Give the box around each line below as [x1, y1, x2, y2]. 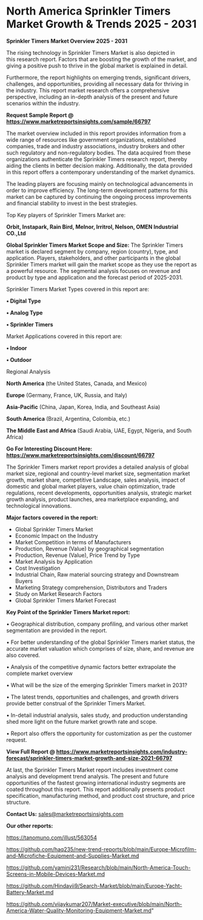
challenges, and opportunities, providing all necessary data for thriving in [6, 80, 189, 88]
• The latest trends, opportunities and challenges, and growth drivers [6, 693, 179, 700]
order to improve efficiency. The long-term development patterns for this [6, 187, 188, 194]
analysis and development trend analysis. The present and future [6, 772, 168, 780]
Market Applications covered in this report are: [6, 333, 122, 340]
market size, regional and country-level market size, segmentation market [6, 469, 190, 477]
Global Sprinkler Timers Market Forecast [15, 597, 116, 604]
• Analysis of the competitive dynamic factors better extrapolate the [6, 663, 176, 670]
